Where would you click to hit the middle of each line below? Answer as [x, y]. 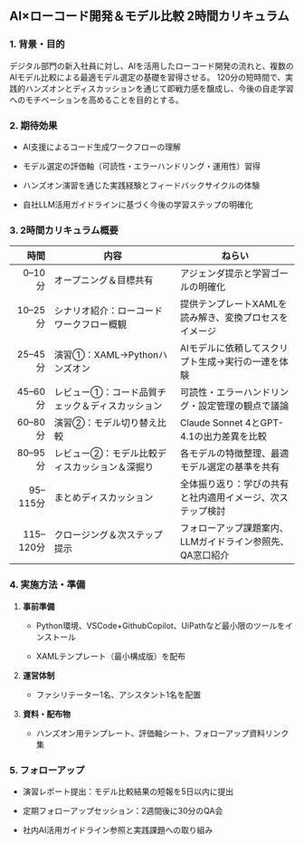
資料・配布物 [46, 714]
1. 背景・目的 [37, 44]
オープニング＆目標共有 [104, 281]
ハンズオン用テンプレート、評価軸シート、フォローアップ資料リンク [162, 733]
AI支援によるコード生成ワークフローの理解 [101, 147]
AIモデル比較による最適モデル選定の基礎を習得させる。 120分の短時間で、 [147, 77]
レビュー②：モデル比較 [106, 454]
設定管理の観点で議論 [243, 406]
